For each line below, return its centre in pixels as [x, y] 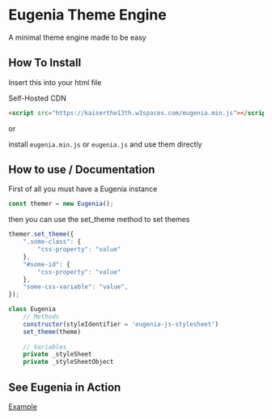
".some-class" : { [52, 242]
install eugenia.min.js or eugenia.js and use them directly [105, 144]
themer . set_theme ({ [41, 234]
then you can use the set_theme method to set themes [99, 220]
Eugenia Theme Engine [88, 15]
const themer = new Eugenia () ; [61, 204]
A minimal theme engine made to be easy [78, 37]
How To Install [45, 63]
